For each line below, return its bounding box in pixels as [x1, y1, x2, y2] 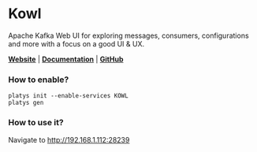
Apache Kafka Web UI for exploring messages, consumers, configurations [8, 31, 250, 40]
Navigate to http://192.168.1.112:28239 [8, 135, 130, 144]
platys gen [8, 99, 44, 107]
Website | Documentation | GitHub [8, 54, 124, 64]
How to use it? [8, 117, 65, 128]
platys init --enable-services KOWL [8, 92, 128, 100]
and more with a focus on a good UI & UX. [8, 39, 145, 48]
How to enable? [8, 74, 69, 85]
